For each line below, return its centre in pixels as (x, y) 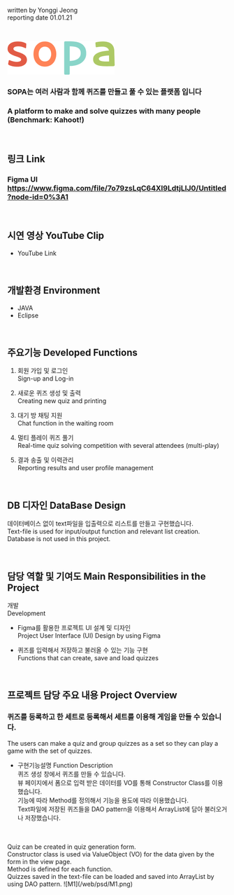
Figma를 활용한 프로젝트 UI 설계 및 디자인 (74, 627)
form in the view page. (39, 861)
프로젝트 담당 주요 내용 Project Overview (92, 696)
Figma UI (23, 179)
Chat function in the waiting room (65, 423)
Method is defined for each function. (60, 869)
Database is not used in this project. (59, 539)
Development (27, 613)
